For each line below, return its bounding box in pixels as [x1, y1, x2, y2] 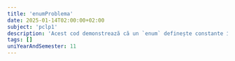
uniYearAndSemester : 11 [7, 43, 77, 50]
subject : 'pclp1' [7, 23, 58, 30]
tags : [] [7, 36, 33, 43]
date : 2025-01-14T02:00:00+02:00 [7, 17, 105, 24]
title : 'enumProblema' [7, 10, 73, 18]
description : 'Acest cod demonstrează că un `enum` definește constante [7, 29, 224, 37]
